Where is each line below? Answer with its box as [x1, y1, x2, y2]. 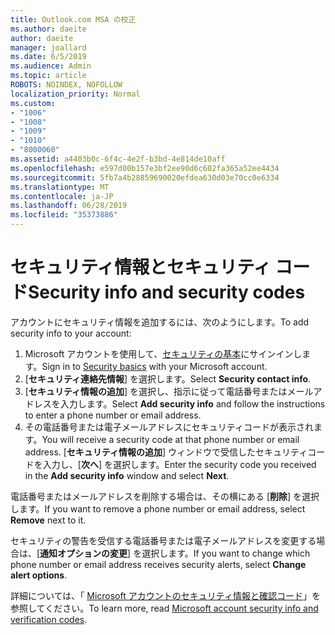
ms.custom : [10, 98, 56, 108]
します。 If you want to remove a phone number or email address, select [10, 502, 306, 515]
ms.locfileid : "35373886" [10, 210, 118, 220]
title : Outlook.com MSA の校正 [10, 14, 137, 25]
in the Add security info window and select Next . [24, 469, 230, 481]
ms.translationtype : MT [10, 182, 110, 192]
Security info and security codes [28, 281, 306, 304]
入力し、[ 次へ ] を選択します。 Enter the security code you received [42, 458, 317, 470]
